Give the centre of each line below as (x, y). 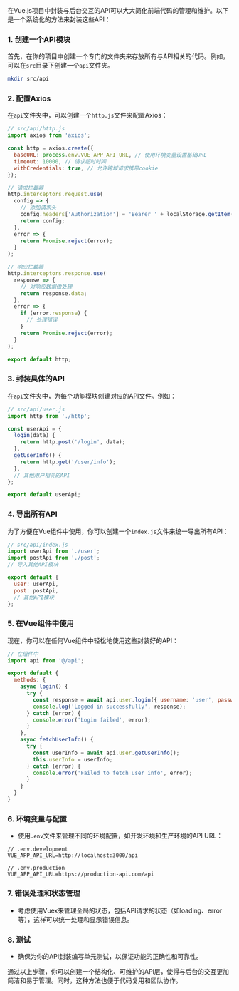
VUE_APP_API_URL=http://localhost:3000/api (73, 856)
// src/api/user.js (36, 409)
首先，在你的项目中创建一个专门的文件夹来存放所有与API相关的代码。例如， (118, 56)
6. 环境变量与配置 (37, 818)
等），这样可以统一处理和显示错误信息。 (75, 919)
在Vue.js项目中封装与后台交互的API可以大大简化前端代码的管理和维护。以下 (118, 10)
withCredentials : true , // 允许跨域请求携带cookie (86, 168)
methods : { (30, 680)
